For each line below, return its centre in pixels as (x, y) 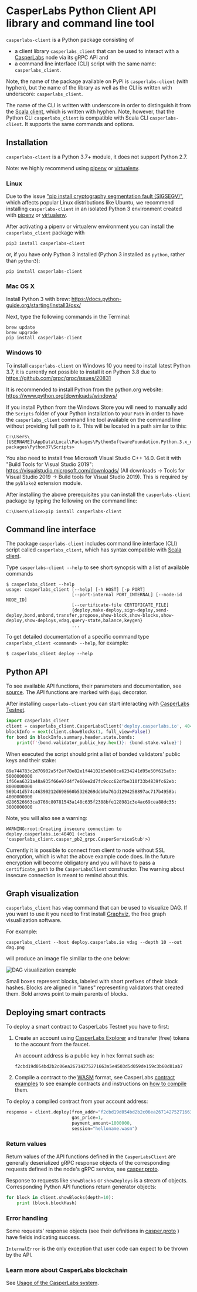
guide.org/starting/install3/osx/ (43, 305)
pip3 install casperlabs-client (45, 244)
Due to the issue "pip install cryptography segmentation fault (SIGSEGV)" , (95, 196)
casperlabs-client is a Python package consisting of (70, 39)
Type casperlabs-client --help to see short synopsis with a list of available (98, 567)
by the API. (19, 1255)
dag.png (16, 948)
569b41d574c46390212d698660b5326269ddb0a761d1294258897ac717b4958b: (91, 792)
